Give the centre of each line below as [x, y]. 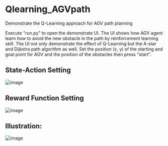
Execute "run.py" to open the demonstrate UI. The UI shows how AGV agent [84, 33]
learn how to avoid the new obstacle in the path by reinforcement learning [82, 38]
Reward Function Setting [45, 98]
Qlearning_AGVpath [48, 9]
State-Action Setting [38, 70]
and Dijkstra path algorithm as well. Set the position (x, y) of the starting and [84, 49]
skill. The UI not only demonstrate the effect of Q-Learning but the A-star [81, 43]
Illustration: [24, 126]
